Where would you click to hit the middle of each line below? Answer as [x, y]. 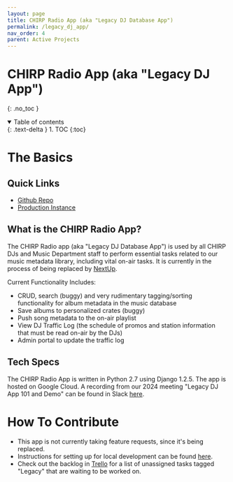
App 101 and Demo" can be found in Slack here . [76, 394]
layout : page [26, 14]
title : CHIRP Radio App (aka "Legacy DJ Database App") [90, 20]
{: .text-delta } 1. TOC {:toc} [47, 129]
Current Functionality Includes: [52, 282]
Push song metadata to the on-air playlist [77, 318]
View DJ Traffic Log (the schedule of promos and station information [116, 325]
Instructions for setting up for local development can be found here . [115, 456]
